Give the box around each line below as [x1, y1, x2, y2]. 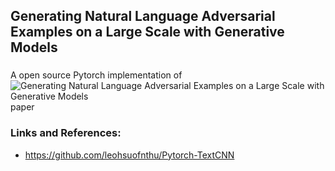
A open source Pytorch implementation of [10, 69, 183, 81]
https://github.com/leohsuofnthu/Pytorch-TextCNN [24, 149, 235, 161]
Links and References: [10, 126, 122, 140]
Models [10, 39, 58, 56]
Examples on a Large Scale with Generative [10, 24, 285, 41]
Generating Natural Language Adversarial [10, 8, 276, 25]
